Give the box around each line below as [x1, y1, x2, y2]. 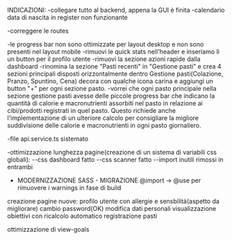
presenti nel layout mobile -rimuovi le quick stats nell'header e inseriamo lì [7, 48, 220, 55]
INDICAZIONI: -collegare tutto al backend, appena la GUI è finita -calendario [7, 6, 225, 14]
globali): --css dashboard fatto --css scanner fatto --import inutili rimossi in [7, 155, 224, 164]
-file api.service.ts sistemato [7, 135, 89, 143]
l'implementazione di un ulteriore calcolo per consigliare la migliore [7, 114, 199, 122]
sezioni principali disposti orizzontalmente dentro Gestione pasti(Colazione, [7, 69, 224, 78]
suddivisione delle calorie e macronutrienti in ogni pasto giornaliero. [7, 121, 201, 129]
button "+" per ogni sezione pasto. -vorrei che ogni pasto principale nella [7, 85, 217, 92]
